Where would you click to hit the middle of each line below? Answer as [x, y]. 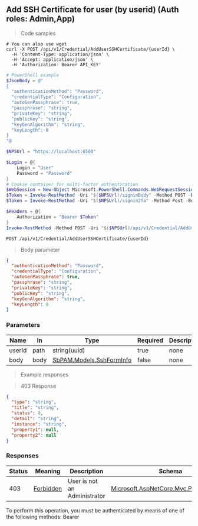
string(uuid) [69, 350]
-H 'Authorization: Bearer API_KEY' [56, 64]
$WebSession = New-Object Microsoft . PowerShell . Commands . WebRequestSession [101, 190]
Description [87, 471]
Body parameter [40, 249]
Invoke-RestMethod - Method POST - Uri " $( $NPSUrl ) [68, 228]
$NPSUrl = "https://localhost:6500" [51, 152]
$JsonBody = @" [25, 80]
